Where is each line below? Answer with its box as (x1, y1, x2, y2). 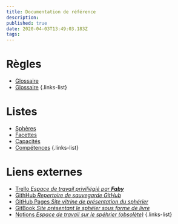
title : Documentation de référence (6, 8, 96, 15)
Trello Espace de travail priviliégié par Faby (15, 185, 124, 192)
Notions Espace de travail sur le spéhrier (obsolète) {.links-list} (15, 211, 173, 218)
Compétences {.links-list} (15, 144, 79, 151)
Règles (6, 57, 42, 71)
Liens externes (6, 165, 83, 179)
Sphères (15, 125, 36, 132)
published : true (6, 20, 47, 26)
